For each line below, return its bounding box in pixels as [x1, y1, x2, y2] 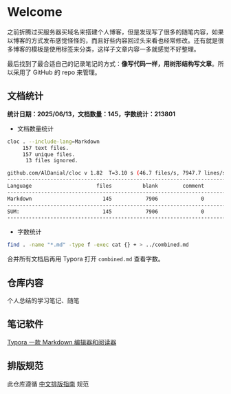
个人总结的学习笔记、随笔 [7, 296, 80, 305]
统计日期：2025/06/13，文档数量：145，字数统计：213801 [7, 109, 175, 118]
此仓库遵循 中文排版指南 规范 [7, 380, 89, 388]
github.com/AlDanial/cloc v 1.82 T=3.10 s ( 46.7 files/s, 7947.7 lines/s [7, 170, 226, 177]
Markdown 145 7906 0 [7, 195, 205, 202]
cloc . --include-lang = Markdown [7, 138, 100, 145]
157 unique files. [22, 151, 76, 158]
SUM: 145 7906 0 [7, 208, 205, 215]
